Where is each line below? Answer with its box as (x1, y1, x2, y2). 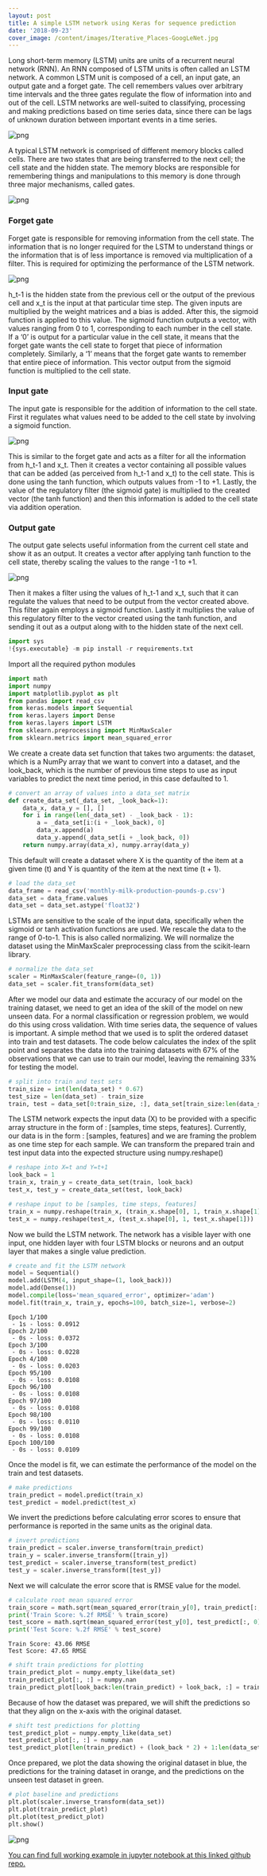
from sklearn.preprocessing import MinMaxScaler (8, 727, 172, 735)
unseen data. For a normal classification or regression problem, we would (8, 1011, 249, 1021)
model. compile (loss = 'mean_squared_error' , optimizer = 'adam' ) (8, 1292, 215, 1300)
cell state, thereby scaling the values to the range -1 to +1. (8, 557, 198, 567)
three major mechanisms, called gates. (8, 180, 135, 190)
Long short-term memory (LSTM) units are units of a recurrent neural (8, 56, 234, 65)
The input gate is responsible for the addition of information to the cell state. (8, 403, 257, 413)
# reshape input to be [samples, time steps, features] (8, 1200, 197, 1208)
